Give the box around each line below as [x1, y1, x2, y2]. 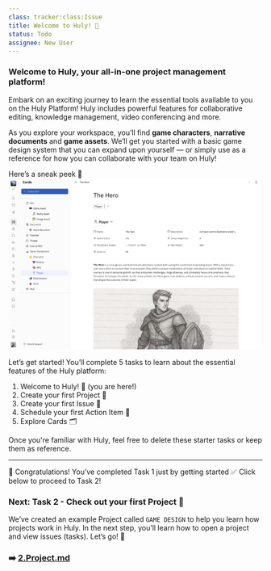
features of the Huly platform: [8, 366, 106, 376]
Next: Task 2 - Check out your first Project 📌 [8, 496, 184, 507]
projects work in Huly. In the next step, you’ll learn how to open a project [8, 523, 249, 532]
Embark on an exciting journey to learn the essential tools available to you [8, 94, 253, 104]
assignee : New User [8, 39, 74, 47]
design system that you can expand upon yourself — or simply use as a [8, 145, 246, 154]
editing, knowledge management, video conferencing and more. [8, 111, 222, 121]
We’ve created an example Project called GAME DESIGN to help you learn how [8, 514, 260, 524]
